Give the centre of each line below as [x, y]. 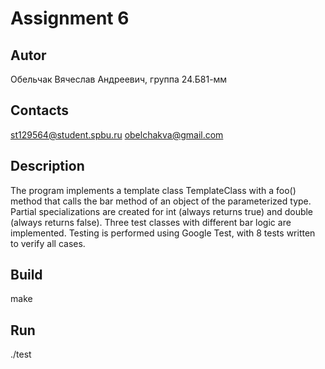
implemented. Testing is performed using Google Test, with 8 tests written [163, 233]
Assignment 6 [70, 18]
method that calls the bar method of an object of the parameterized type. [161, 201]
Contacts [40, 110]
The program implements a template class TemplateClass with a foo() [153, 190]
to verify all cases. [48, 243]
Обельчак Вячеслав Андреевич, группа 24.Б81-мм [119, 79]
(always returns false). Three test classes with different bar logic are [151, 222]
